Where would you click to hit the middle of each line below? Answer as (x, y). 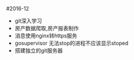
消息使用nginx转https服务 (46, 36)
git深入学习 (28, 21)
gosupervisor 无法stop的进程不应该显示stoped (71, 43)
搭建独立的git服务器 (39, 50)
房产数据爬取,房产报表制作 (47, 28)
